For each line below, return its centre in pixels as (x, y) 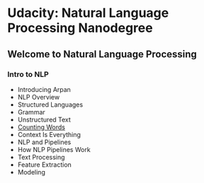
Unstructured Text (44, 119)
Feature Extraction (45, 165)
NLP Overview (39, 97)
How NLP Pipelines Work (54, 149)
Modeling (32, 172)
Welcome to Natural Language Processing (102, 54)
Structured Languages (50, 105)
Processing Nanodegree (80, 28)
